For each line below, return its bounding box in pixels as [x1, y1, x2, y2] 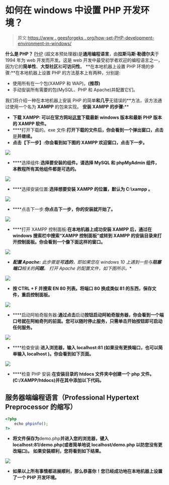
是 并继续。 [12, 133, 35, 139]
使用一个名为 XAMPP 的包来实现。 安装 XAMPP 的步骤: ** [9, 104, 129, 110]
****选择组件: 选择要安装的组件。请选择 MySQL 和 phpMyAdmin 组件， [12, 159, 160, 166]
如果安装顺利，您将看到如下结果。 [33, 448, 104, 454]
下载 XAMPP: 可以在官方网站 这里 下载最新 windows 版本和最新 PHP [12, 114, 152, 120]
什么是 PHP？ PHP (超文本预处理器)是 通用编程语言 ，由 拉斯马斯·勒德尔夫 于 [5, 51, 159, 57]
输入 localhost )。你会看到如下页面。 [17, 351, 94, 357]
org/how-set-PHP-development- [87, 35, 154, 41]
